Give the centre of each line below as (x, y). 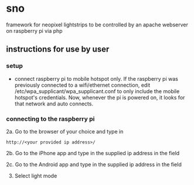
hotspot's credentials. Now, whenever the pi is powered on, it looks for (100, 97)
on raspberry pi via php (34, 30)
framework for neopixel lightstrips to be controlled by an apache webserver (97, 25)
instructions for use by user (58, 49)
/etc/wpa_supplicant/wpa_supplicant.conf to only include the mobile (97, 91)
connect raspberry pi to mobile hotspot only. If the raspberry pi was (96, 78)
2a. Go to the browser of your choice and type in (65, 131)
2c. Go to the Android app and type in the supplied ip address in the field (94, 164)
